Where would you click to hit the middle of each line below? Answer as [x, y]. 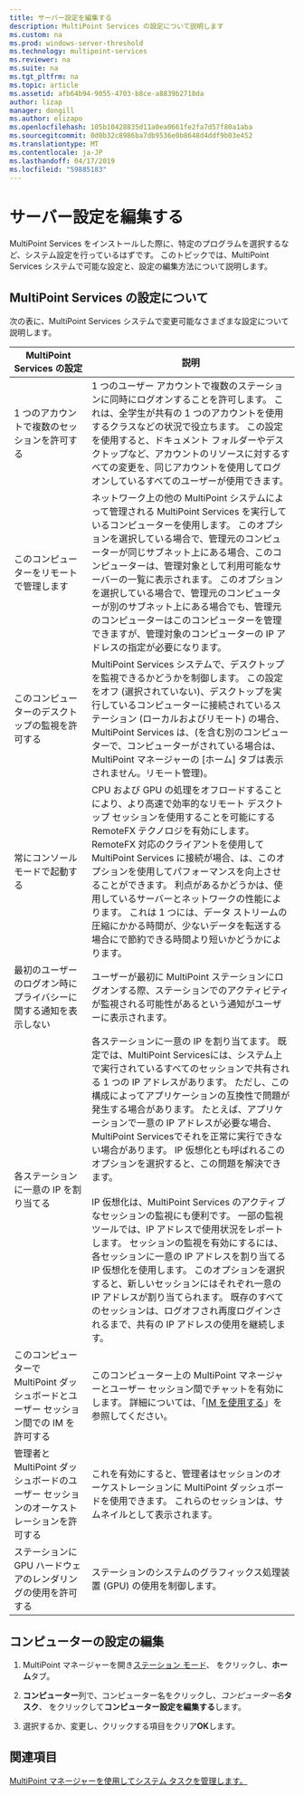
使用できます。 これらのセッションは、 [192, 1502]
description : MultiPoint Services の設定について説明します [117, 26]
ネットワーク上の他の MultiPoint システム [179, 498]
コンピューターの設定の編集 [87, 1641]
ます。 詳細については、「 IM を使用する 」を [192, 1403]
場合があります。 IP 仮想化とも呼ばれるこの [193, 1150]
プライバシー [41, 997]
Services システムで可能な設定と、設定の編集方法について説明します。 [141, 266]
